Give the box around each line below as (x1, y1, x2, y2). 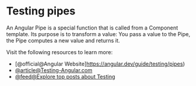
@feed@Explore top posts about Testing (14, 73, 115, 80)
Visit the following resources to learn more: (6, 48, 113, 55)
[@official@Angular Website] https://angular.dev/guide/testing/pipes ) (14, 60, 185, 67)
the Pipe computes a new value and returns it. (6, 37, 120, 44)
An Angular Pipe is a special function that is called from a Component (6, 24, 179, 31)
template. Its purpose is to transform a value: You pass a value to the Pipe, (6, 30, 191, 37)
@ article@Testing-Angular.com (14, 66, 93, 73)
